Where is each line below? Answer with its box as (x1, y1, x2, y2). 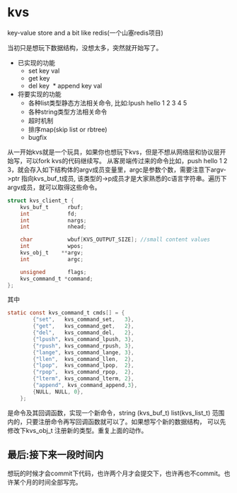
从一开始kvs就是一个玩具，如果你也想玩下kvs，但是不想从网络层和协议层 (7, 148, 220, 156)
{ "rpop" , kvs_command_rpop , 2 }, (33, 369, 134, 376)
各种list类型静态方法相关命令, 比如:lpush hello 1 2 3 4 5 (28, 98, 187, 107)
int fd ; (20, 210, 78, 218)
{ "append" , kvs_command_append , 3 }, (33, 382, 138, 389)
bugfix (28, 133, 47, 141)
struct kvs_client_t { (7, 197, 74, 204)
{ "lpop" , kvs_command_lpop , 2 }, (33, 362, 134, 369)
